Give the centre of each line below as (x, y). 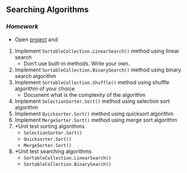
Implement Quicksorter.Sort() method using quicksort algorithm (94, 113)
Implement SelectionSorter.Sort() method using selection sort (92, 101)
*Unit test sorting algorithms (49, 126)
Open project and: (37, 39)
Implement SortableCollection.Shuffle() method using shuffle (92, 82)
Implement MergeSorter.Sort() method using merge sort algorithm (96, 120)
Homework (22, 27)
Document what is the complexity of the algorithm (85, 94)
